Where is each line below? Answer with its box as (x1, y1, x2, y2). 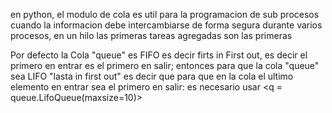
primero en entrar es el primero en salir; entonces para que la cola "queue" (10, 60, 320, 71)
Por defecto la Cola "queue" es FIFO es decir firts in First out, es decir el (10, 49, 308, 61)
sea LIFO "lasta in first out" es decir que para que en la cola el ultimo (10, 70, 294, 82)
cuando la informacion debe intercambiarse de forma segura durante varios (10, 19, 323, 31)
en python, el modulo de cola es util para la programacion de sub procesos (10, 9, 320, 20)
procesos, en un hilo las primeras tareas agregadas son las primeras (10, 30, 293, 41)
